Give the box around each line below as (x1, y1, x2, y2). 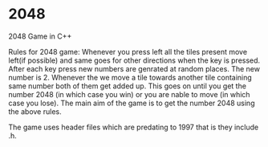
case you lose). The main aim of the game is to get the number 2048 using (8, 98, 255, 108)
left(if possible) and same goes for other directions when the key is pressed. (8, 55, 261, 65)
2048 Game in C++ (8, 31, 72, 41)
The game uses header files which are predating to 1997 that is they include (8, 122, 259, 132)
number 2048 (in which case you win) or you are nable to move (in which (8, 89, 250, 99)
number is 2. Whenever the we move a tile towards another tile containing (8, 72, 253, 82)
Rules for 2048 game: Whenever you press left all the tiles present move (8, 47, 247, 56)
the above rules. (8, 106, 62, 116)
